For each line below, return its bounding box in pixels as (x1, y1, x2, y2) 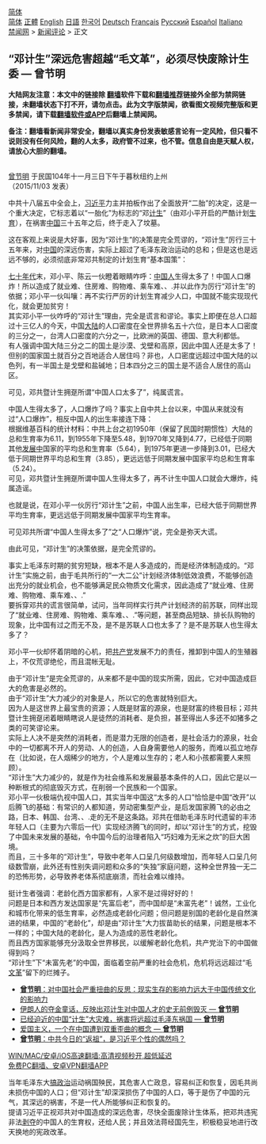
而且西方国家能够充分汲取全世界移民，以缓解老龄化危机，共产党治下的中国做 (8, 937, 258, 948)
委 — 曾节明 (8, 67, 66, 81)
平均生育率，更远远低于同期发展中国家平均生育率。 (8, 509, 175, 520)
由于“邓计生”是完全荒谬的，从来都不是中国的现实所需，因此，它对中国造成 (8, 673, 251, 683)
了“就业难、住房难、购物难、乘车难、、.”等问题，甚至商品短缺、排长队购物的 (8, 610, 256, 620)
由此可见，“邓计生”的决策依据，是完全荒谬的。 (8, 543, 161, 553)
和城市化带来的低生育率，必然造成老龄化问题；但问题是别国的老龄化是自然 (8, 908, 251, 917)
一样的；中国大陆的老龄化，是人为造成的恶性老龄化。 (8, 928, 182, 937)
